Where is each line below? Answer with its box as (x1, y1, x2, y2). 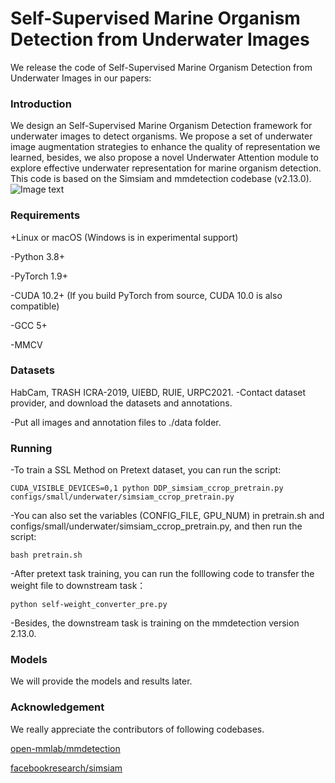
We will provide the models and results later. (10, 675, 193, 687)
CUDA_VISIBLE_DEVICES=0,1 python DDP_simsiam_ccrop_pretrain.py (10, 483, 284, 494)
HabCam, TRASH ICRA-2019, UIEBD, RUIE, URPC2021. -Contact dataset (10, 386, 307, 398)
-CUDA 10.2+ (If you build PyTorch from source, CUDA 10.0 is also (10, 289, 283, 301)
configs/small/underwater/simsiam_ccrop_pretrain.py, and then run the (10, 520, 303, 532)
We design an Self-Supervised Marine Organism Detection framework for (10, 120, 313, 132)
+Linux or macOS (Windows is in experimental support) (10, 231, 239, 243)
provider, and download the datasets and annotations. (10, 397, 233, 409)
